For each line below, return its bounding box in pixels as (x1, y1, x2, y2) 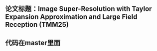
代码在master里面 (5, 39, 61, 47)
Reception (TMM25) (5, 20, 69, 29)
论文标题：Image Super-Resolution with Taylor (5, 4, 152, 13)
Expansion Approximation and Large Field (5, 13, 138, 21)
